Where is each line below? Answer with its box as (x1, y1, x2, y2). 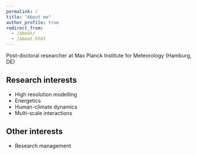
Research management (14, 142, 71, 149)
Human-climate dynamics (14, 103, 78, 110)
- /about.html (11, 36, 46, 42)
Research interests (6, 75, 77, 85)
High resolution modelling (14, 90, 78, 97)
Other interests (6, 127, 63, 137)
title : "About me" (6, 14, 51, 20)
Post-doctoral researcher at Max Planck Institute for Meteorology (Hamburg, (6, 52, 192, 59)
